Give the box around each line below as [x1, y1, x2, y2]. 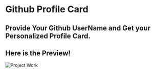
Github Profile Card [5, 4, 88, 15]
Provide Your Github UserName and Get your [5, 24, 151, 32]
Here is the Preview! [5, 49, 71, 57]
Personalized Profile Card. [5, 31, 91, 40]
